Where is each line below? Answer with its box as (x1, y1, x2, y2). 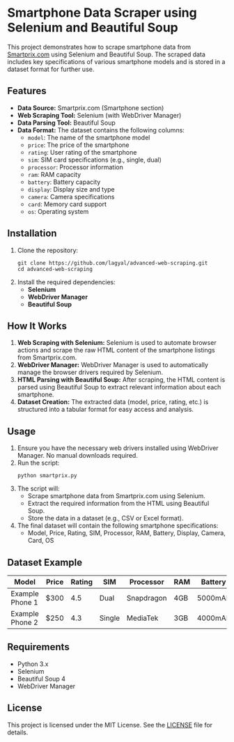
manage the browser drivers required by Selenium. (17, 368, 164, 377)
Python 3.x (17, 660, 49, 668)
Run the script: (17, 458, 60, 467)
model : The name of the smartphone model (27, 133, 150, 141)
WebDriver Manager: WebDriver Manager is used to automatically (17, 361, 209, 369)
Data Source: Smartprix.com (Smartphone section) (17, 103, 164, 112)
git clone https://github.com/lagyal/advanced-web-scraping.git (17, 259, 208, 266)
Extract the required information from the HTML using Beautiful (27, 500, 210, 508)
